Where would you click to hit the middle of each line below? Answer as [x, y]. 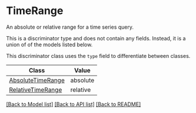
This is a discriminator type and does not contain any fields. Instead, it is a [96, 38]
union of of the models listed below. [49, 44]
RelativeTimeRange [36, 90]
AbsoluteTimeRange [37, 80]
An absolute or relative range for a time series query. [70, 27]
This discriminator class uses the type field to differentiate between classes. [98, 56]
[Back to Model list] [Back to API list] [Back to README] [74, 104]
